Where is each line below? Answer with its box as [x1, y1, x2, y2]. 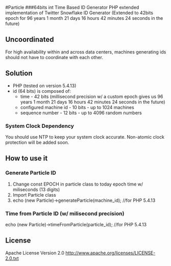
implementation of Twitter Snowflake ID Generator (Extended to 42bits [5, 10, 153, 16]
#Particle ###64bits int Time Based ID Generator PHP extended [5, 5, 139, 10]
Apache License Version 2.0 [5, 250, 65, 256]
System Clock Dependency [5, 122, 74, 129]
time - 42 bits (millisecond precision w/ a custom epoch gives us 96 [20, 93, 163, 99]
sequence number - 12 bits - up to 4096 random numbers [20, 110, 142, 116]
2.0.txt [5, 255, 19, 261]
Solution [5, 69, 33, 78]
